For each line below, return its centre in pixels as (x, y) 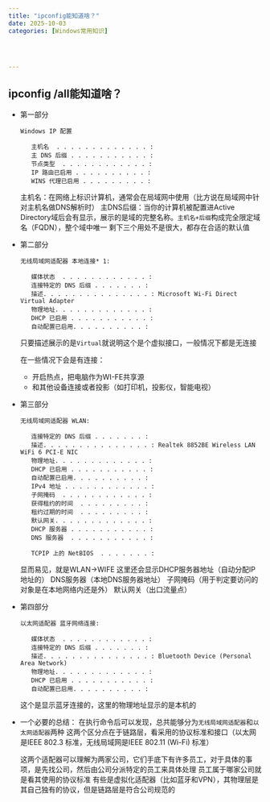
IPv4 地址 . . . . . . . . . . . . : (93, 487)
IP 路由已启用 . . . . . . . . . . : (91, 173)
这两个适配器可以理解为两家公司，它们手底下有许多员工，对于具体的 (133, 759)
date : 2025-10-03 (37, 23)
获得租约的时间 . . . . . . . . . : (90, 504)
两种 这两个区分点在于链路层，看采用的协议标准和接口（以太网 (153, 732)
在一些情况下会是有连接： (62, 360)
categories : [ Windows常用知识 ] (58, 31)
